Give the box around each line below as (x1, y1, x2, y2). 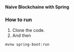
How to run (5, 16, 32, 23)
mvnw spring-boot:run (5, 42, 50, 47)
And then (12, 32, 31, 38)
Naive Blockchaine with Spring (5, 4, 70, 10)
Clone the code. (12, 27, 45, 33)
